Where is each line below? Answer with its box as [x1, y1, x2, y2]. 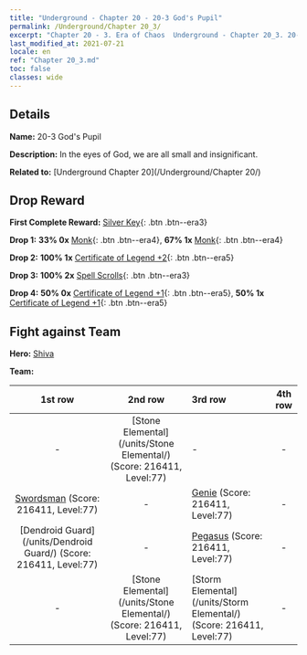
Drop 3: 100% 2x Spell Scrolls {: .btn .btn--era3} [9, 270, 190, 281]
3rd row [191, 394, 227, 407]
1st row [40, 394, 75, 407]
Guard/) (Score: [24, 547, 91, 560]
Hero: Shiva [9, 348, 55, 359]
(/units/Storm [191, 596, 249, 608]
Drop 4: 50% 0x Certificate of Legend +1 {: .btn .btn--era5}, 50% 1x [9, 288, 265, 299]
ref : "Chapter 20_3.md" [9, 56, 101, 65]
